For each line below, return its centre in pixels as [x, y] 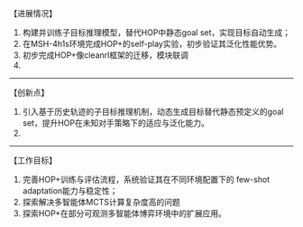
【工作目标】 [33, 160]
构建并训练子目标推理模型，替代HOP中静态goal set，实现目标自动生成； [156, 33]
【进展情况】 [33, 13]
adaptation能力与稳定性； [70, 191]
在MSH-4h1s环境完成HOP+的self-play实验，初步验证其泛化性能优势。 [152, 44]
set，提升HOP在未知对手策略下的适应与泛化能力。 [115, 123]
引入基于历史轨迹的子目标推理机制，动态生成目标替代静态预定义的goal [153, 112]
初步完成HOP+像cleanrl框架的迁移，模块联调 [106, 55]
